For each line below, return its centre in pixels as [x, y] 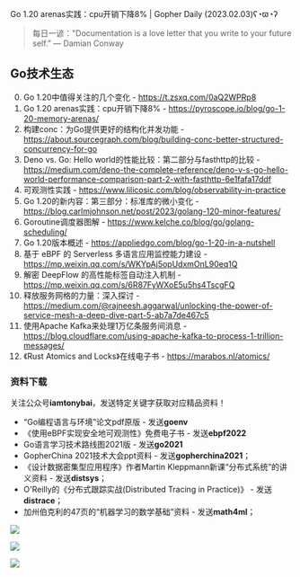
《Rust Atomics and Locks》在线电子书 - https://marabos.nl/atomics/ [146, 356]
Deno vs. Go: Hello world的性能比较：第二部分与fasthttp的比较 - [141, 159]
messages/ [44, 345]
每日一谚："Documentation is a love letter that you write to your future [162, 33]
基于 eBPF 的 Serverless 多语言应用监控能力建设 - [115, 253]
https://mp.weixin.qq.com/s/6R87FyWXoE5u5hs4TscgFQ [129, 284]
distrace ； [43, 501]
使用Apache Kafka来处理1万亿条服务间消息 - [105, 325]
